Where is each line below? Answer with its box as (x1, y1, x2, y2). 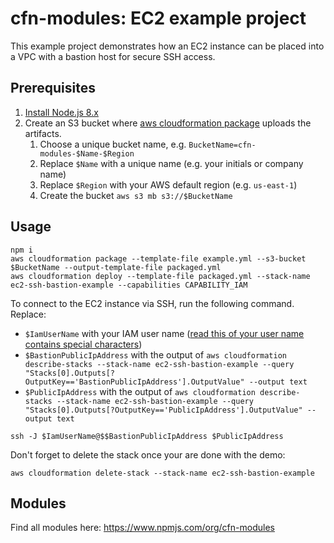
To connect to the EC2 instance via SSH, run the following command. (10, 297, 295, 309)
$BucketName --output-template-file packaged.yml (10, 262, 222, 272)
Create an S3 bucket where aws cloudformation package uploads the (24, 117, 312, 129)
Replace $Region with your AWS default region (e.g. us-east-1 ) (39, 178, 298, 191)
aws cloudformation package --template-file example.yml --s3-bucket (10, 253, 307, 264)
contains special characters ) (24, 338, 143, 350)
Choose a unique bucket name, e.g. (39, 138, 187, 150)
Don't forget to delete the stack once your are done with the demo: (10, 448, 286, 461)
